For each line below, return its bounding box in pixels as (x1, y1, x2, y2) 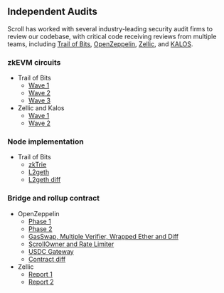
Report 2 (28, 277, 55, 286)
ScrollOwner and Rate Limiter (28, 240, 114, 248)
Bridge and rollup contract (7, 193, 100, 203)
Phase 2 (28, 224, 53, 233)
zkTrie (28, 160, 47, 169)
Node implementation (7, 137, 84, 146)
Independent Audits (7, 6, 98, 18)
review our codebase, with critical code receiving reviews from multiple (7, 32, 217, 41)
